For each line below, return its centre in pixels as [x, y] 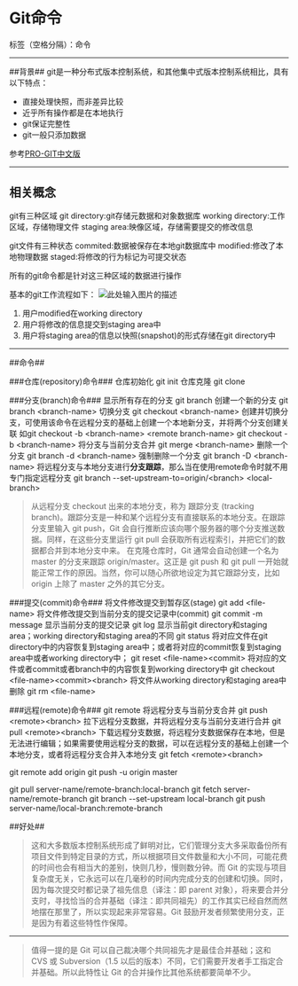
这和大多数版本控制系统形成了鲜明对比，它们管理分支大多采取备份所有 [159, 845]
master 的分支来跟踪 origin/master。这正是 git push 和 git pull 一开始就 [160, 561]
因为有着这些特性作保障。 [86, 922]
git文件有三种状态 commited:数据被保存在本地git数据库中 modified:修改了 [143, 246]
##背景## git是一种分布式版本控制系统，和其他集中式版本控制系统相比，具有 [149, 71]
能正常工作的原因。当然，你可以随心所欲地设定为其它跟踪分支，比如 [155, 572]
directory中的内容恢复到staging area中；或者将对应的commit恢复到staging [145, 646]
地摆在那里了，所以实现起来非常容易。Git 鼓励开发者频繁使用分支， [154, 912]
